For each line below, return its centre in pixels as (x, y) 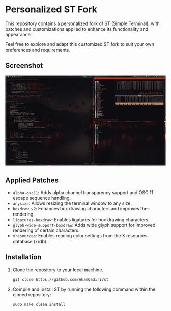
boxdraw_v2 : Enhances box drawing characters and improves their (81, 209)
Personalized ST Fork (51, 9)
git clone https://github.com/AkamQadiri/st (61, 279)
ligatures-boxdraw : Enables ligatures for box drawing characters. (81, 220)
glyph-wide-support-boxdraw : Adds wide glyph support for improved (84, 225)
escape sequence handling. (42, 198)
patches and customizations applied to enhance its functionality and (77, 29)
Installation (23, 257)
